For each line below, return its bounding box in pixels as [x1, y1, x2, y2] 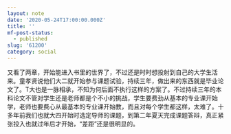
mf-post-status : [7, 29, 54, 36]
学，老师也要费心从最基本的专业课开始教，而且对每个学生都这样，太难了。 [7, 102, 218, 111]
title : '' [7, 23, 36, 30]
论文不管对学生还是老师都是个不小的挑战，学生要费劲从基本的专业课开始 [12, 93, 218, 102]
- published [13, 36, 48, 43]
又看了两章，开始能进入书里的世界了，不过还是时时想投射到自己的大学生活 [7, 68, 218, 76]
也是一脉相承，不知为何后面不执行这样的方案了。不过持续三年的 [35, 85, 217, 93]
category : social [7, 49, 57, 56]
